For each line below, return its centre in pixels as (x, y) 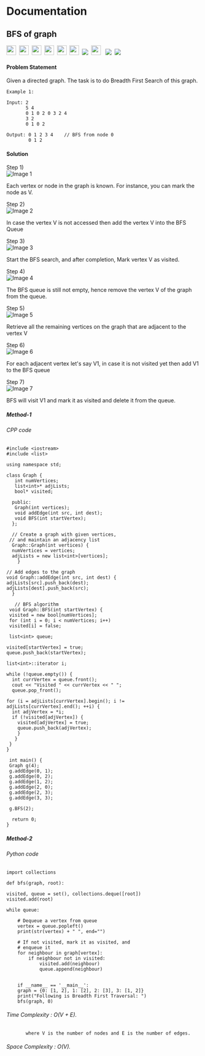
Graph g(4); (24, 765)
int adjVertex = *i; (38, 712)
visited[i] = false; (35, 626)
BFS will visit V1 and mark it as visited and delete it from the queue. (91, 401)
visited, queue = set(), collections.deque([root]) (74, 894)
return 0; (24, 819)
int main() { (26, 760)
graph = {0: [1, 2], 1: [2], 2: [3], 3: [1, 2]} (81, 990)
